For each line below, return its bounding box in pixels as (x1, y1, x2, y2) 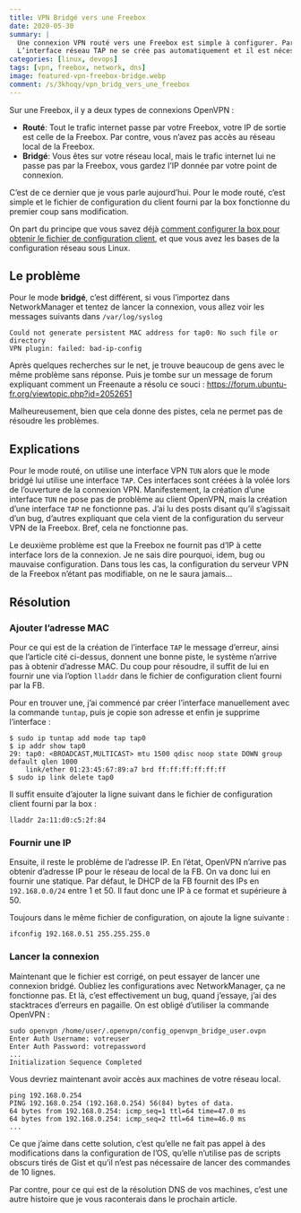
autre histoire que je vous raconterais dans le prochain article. (9, 1193, 237, 1204)
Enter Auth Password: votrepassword (9, 1042, 146, 1051)
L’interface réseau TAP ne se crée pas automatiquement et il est (17, 47, 271, 56)
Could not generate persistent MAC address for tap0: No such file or (9, 328, 279, 337)
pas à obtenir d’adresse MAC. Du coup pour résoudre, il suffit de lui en (9, 660, 270, 671)
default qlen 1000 (9, 757, 78, 766)
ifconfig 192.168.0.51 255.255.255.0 (9, 929, 150, 938)
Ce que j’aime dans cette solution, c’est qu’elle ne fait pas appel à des (9, 1138, 266, 1148)
